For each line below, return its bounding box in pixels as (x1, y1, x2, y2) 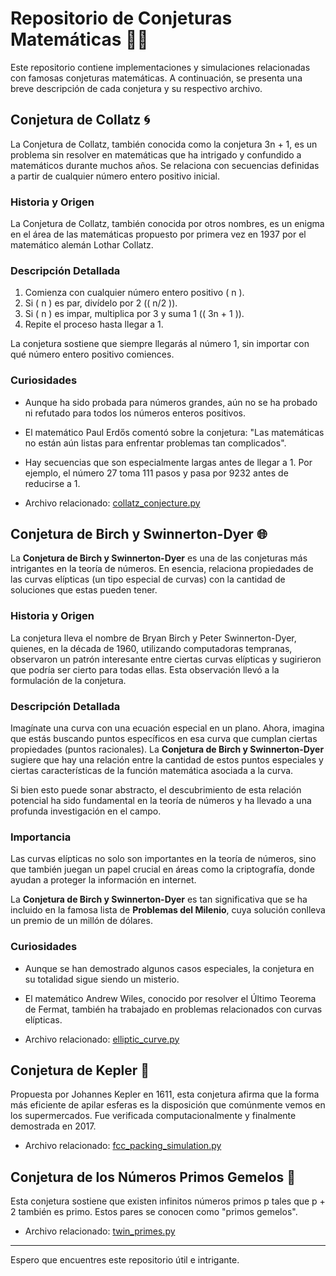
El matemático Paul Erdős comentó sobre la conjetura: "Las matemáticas (24, 426, 325, 438)
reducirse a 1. (24, 477, 81, 489)
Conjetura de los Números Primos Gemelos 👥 (10, 1168, 297, 1186)
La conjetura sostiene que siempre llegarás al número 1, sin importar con (10, 338, 310, 350)
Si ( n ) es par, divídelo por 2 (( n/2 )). (24, 297, 178, 309)
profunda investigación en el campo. (10, 805, 162, 817)
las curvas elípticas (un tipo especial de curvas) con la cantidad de (10, 573, 286, 586)
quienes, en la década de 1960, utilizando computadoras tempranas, (10, 642, 293, 654)
